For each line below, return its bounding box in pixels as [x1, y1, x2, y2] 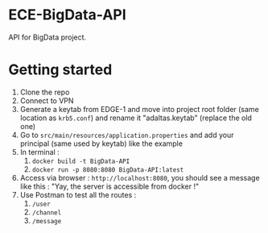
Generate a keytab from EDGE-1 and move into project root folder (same [19, 104, 259, 114]
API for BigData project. [8, 32, 87, 42]
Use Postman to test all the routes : [19, 189, 137, 199]
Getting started [8, 60, 113, 79]
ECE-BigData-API [8, 6, 126, 24]
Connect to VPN [19, 95, 74, 106]
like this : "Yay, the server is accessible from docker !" [19, 181, 200, 191]
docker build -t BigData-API [31, 157, 130, 165]
